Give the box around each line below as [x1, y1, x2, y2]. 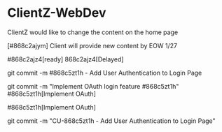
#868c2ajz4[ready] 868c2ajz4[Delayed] [7, 54, 124, 64]
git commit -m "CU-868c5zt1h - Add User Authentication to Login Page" [7, 117, 216, 125]
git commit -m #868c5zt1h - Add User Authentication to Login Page [7, 68, 202, 77]
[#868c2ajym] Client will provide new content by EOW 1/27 [7, 41, 177, 50]
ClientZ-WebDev [7, 5, 106, 21]
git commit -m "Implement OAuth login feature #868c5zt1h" [7, 82, 179, 90]
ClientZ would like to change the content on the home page [7, 28, 179, 36]
